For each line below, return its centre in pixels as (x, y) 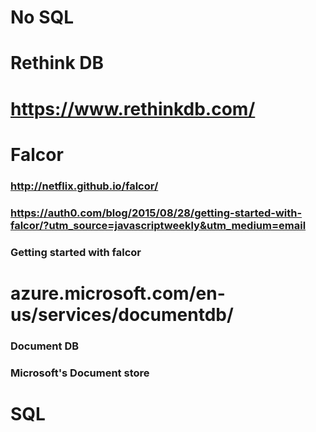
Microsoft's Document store (80, 373)
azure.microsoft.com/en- (118, 293)
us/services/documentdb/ (122, 314)
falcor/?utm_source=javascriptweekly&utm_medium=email (158, 225)
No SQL (42, 17)
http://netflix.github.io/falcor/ (84, 186)
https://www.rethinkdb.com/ (133, 108)
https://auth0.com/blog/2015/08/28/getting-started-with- (156, 213)
